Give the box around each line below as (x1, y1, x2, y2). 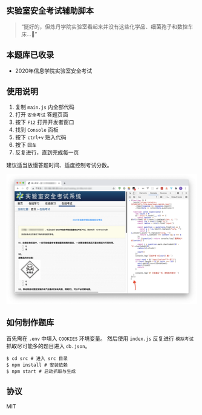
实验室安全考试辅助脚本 (6, 5, 94, 16)
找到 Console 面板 (15, 126, 59, 134)
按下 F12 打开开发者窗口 (15, 118, 74, 126)
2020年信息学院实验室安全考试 (15, 67, 93, 74)
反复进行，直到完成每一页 (15, 149, 79, 156)
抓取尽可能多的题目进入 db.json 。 (6, 342, 91, 349)
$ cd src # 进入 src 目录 (6, 355, 68, 361)
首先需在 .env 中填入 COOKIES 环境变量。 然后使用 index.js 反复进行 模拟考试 (6, 335, 194, 342)
